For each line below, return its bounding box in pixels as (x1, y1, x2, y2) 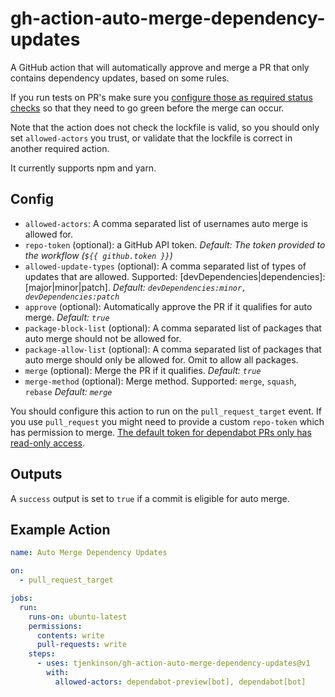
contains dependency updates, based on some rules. (10, 72, 230, 84)
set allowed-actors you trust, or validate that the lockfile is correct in (10, 132, 293, 144)
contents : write (36, 630, 105, 641)
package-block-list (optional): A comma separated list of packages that (24, 322, 322, 334)
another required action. (10, 142, 110, 154)
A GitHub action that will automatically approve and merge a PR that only (10, 61, 310, 73)
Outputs (10, 466, 63, 483)
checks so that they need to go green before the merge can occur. (10, 102, 285, 114)
